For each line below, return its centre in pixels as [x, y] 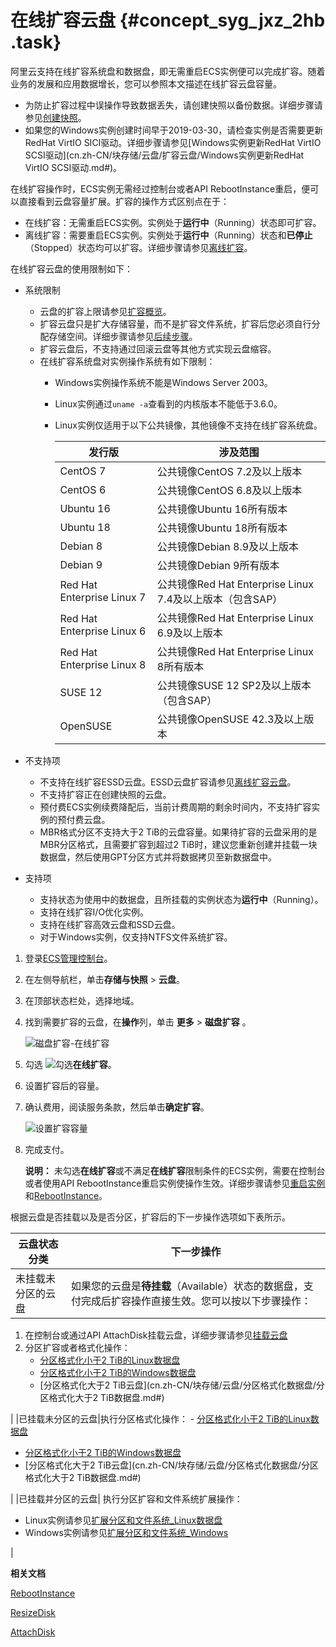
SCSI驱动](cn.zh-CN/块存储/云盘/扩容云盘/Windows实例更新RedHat [164, 155]
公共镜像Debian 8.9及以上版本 [228, 546]
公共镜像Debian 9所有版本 [218, 565]
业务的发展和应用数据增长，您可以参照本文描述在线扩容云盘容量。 [146, 83]
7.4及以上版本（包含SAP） [219, 599]
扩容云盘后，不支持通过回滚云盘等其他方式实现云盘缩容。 [158, 348]
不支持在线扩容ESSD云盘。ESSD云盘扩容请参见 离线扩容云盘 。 [168, 782]
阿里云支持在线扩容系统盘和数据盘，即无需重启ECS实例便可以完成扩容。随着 [168, 71]
